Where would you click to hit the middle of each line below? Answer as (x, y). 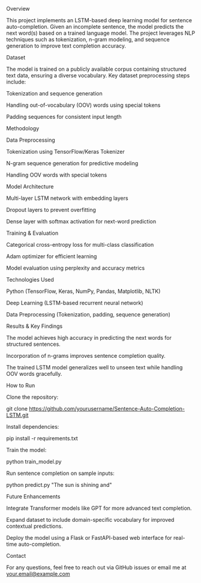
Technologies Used (30, 279)
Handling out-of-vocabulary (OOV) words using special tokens (83, 105)
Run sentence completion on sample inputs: (61, 473)
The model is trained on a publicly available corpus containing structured (97, 69)
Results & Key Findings (34, 326)
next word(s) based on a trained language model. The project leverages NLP (101, 33)
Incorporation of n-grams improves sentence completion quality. (86, 356)
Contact (16, 556)
